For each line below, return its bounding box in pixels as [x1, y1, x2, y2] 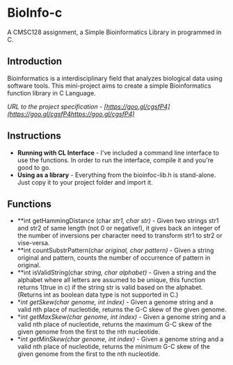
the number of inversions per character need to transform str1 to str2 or [17, 231, 223, 240]
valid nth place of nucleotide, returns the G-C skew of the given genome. [17, 305, 227, 314]
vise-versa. [17, 239, 50, 247]
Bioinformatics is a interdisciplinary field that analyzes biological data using [7, 74, 223, 82]
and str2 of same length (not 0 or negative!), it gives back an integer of [17, 224, 220, 233]
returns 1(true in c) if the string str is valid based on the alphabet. [17, 284, 203, 292]
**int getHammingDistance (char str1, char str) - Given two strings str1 [17, 217, 219, 225]
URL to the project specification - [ [7, 102, 106, 111]
